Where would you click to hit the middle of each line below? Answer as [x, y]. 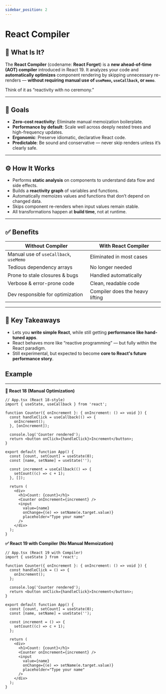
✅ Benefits [22, 232]
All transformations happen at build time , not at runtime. [69, 212]
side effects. [25, 186]
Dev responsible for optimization [45, 295]
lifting [96, 297]
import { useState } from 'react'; [42, 557]
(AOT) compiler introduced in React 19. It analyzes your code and [72, 69]
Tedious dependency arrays [40, 267]
